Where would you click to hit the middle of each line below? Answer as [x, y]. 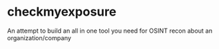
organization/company [39, 37]
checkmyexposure [62, 12]
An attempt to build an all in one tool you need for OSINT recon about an [110, 31]
